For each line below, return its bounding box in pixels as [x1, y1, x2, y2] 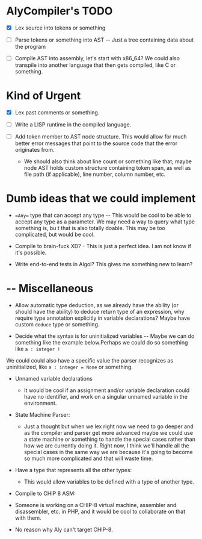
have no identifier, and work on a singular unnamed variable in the [23, 393, 188, 400]
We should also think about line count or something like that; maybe [23, 158, 192, 165]
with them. [14, 514, 41, 522]
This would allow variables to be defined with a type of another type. [23, 478, 194, 485]
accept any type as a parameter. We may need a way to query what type [14, 218, 195, 225]
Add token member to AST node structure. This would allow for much [14, 133, 188, 140]
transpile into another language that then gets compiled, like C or [14, 61, 176, 69]
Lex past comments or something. [14, 109, 100, 116]
